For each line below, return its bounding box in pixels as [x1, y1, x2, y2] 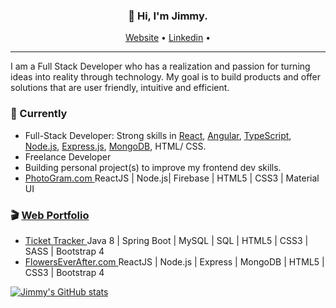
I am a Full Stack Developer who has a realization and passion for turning [10, 60, 311, 73]
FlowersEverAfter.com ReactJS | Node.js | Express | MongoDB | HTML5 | [24, 255, 325, 268]
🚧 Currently [10, 107, 68, 121]
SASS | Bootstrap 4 [24, 245, 105, 257]
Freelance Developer [24, 150, 112, 163]
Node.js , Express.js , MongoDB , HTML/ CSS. [24, 140, 207, 152]
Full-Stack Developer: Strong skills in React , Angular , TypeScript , [24, 129, 292, 141]
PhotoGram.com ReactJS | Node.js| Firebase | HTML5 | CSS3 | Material [24, 172, 320, 184]
